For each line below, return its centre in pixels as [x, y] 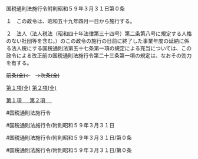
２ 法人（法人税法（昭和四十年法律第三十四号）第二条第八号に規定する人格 [99, 33]
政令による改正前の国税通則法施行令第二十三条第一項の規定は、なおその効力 [99, 55]
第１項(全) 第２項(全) [32, 88]
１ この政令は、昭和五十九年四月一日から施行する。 [71, 21]
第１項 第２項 [26, 100]
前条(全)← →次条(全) [33, 75]
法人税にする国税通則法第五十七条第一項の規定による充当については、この [101, 48]
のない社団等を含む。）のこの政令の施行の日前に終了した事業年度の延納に [95, 41]
